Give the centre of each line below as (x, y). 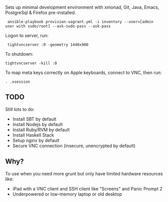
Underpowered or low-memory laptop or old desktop (67, 194)
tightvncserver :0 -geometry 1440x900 (48, 45)
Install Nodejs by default (37, 124)
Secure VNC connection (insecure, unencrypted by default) (74, 146)
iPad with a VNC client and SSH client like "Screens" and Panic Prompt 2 (88, 188)
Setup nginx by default (36, 140)
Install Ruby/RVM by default (41, 130)
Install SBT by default (34, 119)
